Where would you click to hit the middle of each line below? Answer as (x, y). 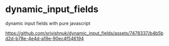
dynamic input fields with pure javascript (48, 23)
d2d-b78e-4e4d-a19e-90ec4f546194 (45, 38)
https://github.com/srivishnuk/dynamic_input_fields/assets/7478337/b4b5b (84, 33)
